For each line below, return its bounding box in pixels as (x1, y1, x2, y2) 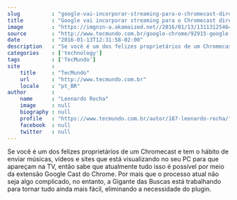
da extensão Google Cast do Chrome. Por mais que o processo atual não (7, 170, 219, 178)
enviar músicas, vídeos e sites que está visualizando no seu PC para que (7, 155, 219, 163)
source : (7, 30, 55, 37)
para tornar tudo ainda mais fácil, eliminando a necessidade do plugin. (7, 185, 212, 194)
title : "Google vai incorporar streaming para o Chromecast (7, 17, 217, 24)
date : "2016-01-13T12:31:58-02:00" (7, 37, 143, 44)
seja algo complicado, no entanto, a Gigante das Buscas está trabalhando (7, 177, 221, 186)
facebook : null (20, 121, 71, 129)
